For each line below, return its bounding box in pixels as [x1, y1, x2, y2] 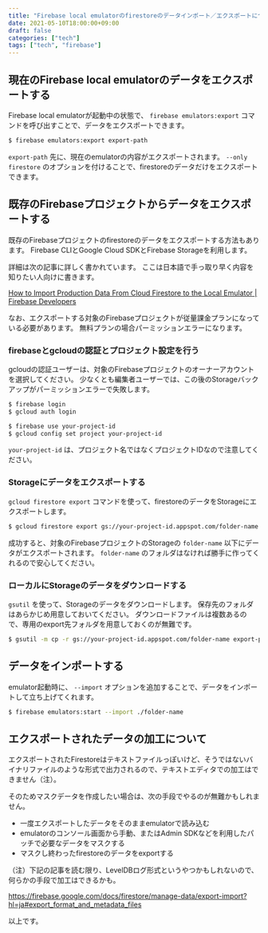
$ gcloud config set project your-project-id [8, 429, 162, 437]
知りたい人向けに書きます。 [8, 272, 99, 282]
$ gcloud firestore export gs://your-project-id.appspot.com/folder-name [8, 522, 259, 531]
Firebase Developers [8, 296, 77, 306]
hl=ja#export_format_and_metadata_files [8, 899, 142, 910]
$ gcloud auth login [8, 408, 77, 416]
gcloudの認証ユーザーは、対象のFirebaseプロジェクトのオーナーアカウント [8, 364, 255, 374]
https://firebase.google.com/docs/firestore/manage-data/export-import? [8, 891, 247, 901]
